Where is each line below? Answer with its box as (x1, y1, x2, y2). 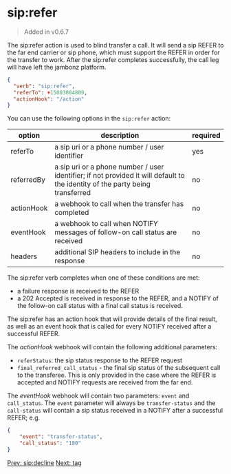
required (192, 131, 221, 141)
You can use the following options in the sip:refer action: (7, 114, 171, 123)
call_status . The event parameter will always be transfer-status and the (7, 399, 216, 407)
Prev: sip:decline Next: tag (7, 458, 82, 466)
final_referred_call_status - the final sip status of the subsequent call (16, 364, 221, 372)
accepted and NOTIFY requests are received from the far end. (16, 378, 193, 387)
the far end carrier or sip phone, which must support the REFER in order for (7, 48, 220, 56)
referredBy (10, 175, 46, 185)
